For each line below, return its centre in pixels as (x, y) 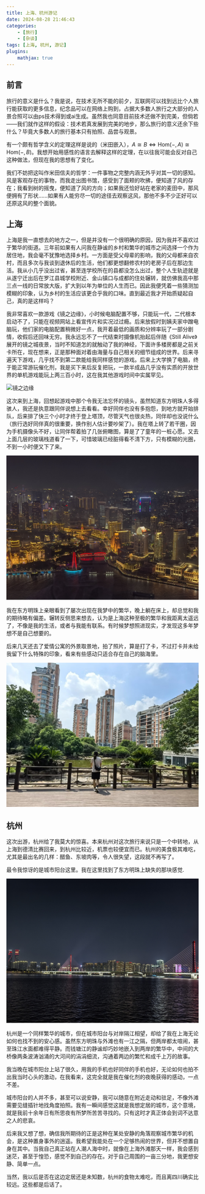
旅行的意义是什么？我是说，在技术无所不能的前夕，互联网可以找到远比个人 (100, 101)
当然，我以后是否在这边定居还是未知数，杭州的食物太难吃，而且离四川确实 (100, 1177)
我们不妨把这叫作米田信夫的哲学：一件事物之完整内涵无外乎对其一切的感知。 (103, 172)
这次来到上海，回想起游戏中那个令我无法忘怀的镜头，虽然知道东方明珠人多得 (103, 401)
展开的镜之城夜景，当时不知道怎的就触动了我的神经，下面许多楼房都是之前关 (103, 344)
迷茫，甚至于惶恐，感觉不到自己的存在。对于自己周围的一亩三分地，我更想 (100, 1156)
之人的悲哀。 (22, 1121)
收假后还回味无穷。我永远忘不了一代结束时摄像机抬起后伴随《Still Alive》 (107, 337)
